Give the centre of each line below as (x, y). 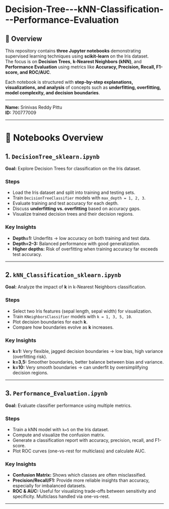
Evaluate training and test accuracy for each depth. (66, 203)
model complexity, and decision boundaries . (53, 93)
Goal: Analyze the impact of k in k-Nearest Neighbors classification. (76, 287)
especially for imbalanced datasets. (49, 486)
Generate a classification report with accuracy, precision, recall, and (83, 440)
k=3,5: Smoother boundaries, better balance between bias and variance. (88, 362)
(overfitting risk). (30, 357)
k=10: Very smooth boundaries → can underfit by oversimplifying (80, 367)
